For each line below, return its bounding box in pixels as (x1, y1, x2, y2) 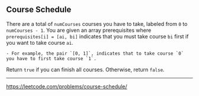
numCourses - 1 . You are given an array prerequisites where (6, 27, 152, 34)
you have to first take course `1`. (6, 55, 97, 61)
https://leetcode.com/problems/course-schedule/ (6, 82, 127, 90)
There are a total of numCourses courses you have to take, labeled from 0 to (6, 20, 188, 27)
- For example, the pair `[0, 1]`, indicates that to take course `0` (6, 50, 184, 57)
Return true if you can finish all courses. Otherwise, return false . (6, 66, 165, 73)
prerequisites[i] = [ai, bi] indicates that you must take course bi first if (6, 32, 189, 40)
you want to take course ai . (6, 39, 73, 46)
